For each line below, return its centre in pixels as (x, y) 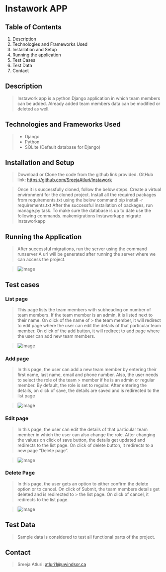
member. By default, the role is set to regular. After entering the (82, 385)
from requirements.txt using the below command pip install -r (80, 200)
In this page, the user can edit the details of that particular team (83, 429)
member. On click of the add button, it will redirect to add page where (88, 331)
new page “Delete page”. (43, 450)
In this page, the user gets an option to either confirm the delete (83, 483)
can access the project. (41, 260)
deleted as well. (33, 109)
